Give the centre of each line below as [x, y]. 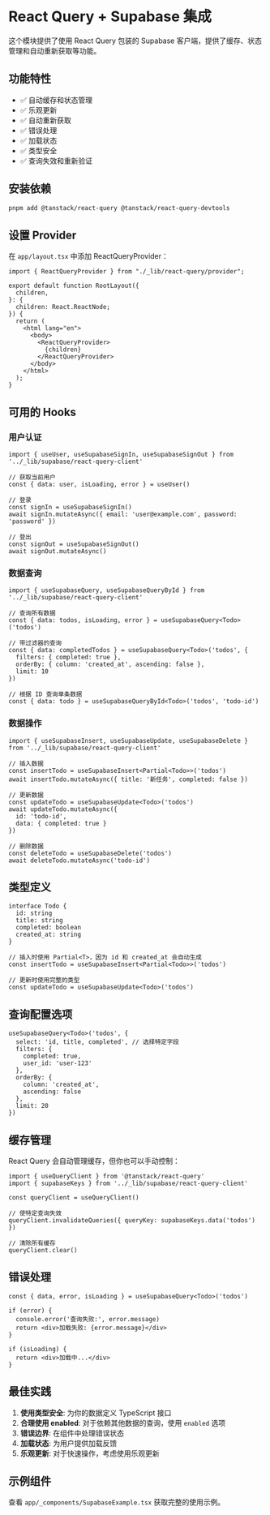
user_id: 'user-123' [58, 1063]
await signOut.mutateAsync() [58, 551]
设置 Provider [43, 235]
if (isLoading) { [38, 1349]
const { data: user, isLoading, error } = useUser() [99, 484]
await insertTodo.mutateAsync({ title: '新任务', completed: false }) [129, 779]
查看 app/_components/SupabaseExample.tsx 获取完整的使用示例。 [117, 1502]
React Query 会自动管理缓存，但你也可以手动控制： [94, 1161]
